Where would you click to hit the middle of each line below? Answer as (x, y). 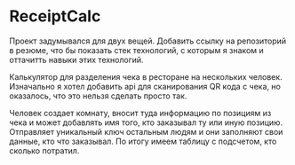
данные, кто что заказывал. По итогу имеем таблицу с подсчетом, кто (143, 141)
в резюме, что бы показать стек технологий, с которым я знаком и (136, 50)
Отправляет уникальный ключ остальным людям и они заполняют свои (146, 131)
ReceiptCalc (55, 16)
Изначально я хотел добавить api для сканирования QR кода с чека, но (145, 86)
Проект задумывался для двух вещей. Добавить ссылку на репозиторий (148, 41)
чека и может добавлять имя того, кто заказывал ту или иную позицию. (146, 122)
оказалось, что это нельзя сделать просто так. (98, 96)
